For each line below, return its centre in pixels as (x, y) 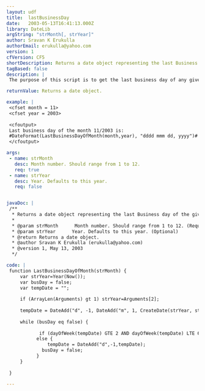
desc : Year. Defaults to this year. (61, 181)
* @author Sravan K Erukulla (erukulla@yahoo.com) (77, 243)
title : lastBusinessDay (38, 18)
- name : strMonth (31, 159)
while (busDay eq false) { (54, 322)
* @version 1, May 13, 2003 (48, 249)
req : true (27, 170)
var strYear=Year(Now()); (53, 276)
